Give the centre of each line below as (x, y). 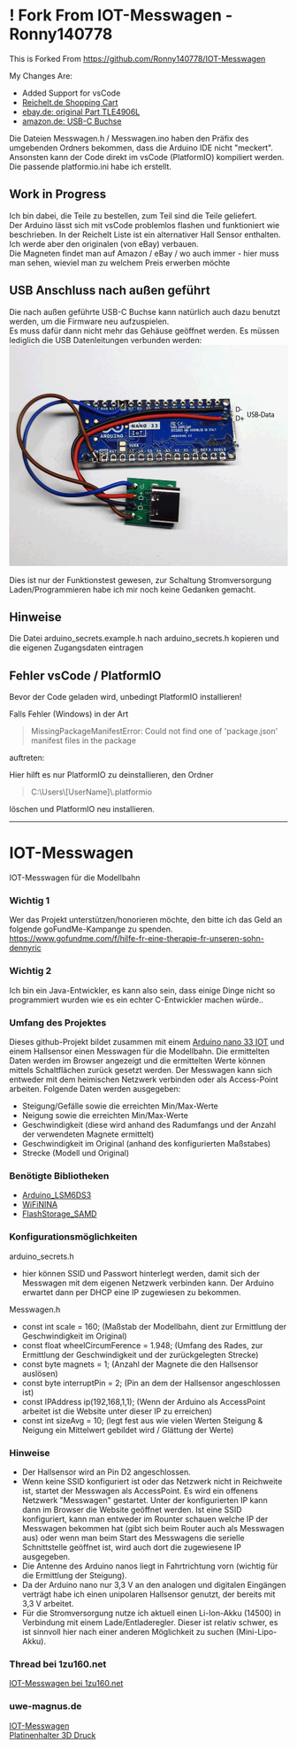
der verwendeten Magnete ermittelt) (88, 1134)
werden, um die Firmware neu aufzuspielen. (89, 321)
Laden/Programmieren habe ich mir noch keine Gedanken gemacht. (133, 589)
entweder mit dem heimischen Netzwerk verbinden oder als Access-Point (144, 1079)
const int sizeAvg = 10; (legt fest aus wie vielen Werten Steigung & (142, 1420)
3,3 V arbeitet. (48, 1603)
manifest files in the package (84, 740)
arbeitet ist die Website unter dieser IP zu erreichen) (117, 1411)
